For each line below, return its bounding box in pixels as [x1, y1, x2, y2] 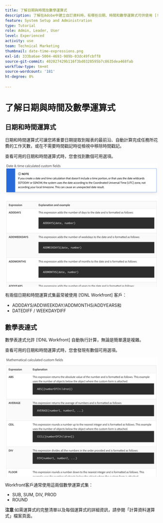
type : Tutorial [5, 23, 36, 28]
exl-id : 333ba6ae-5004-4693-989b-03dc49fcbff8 [5, 54, 101, 59]
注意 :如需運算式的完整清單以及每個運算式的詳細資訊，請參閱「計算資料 [5, 507, 147, 512]
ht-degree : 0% [5, 74, 34, 79]
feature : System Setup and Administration [5, 18, 92, 23]
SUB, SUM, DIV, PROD [12, 491, 57, 497]
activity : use [5, 39, 34, 44]
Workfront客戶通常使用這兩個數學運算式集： [5, 482, 94, 488]
